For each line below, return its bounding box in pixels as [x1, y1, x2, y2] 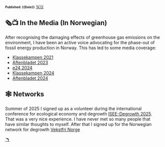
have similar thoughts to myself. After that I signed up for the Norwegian [5, 121, 152, 127]
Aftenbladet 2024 [12, 75, 48, 81]
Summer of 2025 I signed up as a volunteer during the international [5, 105, 142, 112]
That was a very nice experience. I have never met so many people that [5, 116, 151, 122]
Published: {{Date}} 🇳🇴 [5, 4, 44, 9]
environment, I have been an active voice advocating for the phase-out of [5, 39, 155, 45]
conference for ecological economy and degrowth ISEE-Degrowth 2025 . [5, 111, 152, 117]
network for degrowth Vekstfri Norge [5, 126, 81, 132]
